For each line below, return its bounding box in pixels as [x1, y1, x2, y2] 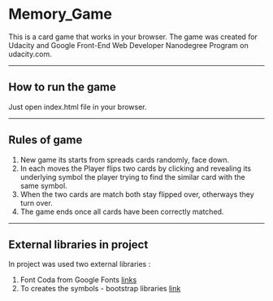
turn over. [19, 198, 53, 207]
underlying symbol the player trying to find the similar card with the [19, 172, 245, 181]
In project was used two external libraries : [8, 260, 151, 269]
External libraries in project [8, 238, 149, 251]
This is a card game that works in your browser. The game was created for [8, 32, 258, 41]
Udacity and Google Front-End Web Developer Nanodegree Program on [8, 40, 249, 50]
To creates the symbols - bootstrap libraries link [19, 284, 181, 294]
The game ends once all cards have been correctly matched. [19, 207, 224, 216]
